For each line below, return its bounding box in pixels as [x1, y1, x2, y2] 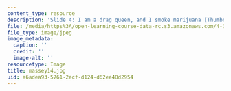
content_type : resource [7, 10, 76, 17]
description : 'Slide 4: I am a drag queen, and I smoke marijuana [7, 16, 201, 23]
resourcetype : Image [7, 61, 67, 68]
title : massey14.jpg [7, 67, 67, 74]
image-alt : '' [13, 55, 54, 62]
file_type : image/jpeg [7, 29, 72, 36]
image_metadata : [7, 36, 54, 42]
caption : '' [13, 42, 48, 49]
